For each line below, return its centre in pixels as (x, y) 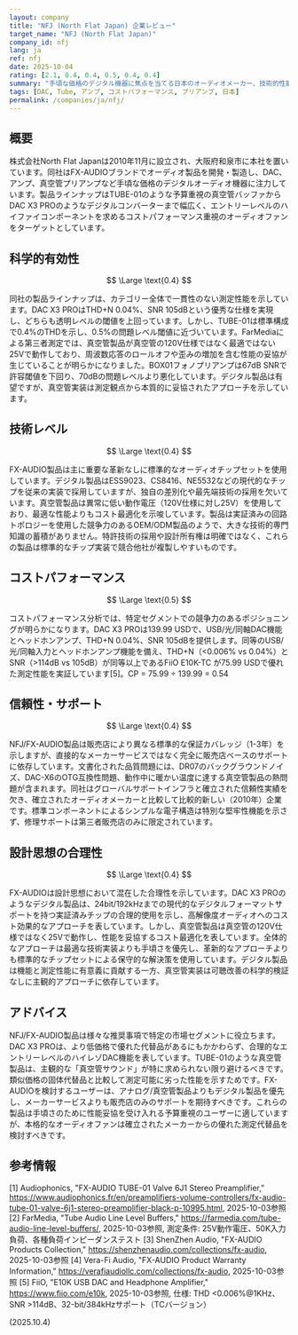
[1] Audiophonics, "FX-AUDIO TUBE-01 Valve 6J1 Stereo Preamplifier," (137, 1188)
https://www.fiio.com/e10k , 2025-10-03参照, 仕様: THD (110, 1293)
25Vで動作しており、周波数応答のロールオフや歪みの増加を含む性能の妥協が (149, 354)
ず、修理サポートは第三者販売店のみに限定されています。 (114, 822)
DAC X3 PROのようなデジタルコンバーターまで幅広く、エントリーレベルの (145, 206)
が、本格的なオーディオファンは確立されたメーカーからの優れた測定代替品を (149, 1125)
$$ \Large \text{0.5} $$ (149, 599)
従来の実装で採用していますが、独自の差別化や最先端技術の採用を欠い (153, 491)
